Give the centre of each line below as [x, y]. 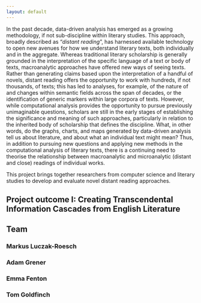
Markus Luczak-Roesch [41, 247]
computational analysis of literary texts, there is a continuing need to [91, 150]
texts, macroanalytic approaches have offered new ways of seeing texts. [96, 67]
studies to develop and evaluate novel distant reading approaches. [88, 181]
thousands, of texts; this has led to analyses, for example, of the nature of [97, 86]
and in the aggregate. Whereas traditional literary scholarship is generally [97, 54]
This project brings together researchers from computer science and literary [100, 174]
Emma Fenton [27, 278]
